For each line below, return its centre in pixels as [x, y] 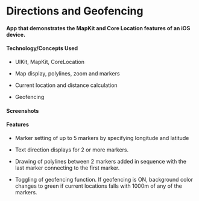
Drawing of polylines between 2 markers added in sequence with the [101, 161]
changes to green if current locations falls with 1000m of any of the [98, 186]
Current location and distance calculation [66, 85]
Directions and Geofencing [75, 11]
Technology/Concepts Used [42, 48]
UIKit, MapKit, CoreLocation [49, 62]
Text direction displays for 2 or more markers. [72, 150]
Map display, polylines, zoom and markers [67, 73]
